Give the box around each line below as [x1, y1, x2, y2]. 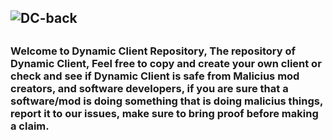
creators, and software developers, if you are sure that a [10, 81, 289, 95]
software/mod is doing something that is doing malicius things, [10, 94, 323, 108]
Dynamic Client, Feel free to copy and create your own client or [10, 56, 322, 70]
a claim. [10, 119, 50, 133]
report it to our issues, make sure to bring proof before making [10, 106, 319, 120]
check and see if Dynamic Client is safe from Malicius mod [10, 69, 300, 83]
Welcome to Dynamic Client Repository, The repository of [10, 44, 297, 58]
